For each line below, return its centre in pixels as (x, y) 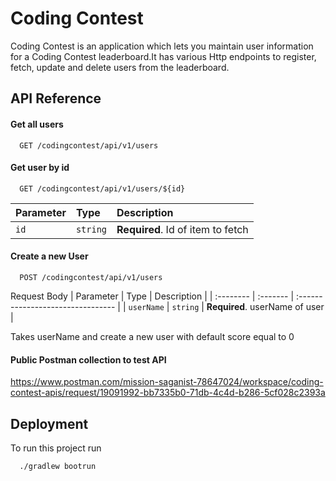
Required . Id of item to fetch (182, 229)
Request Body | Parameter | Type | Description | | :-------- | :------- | (152, 296)
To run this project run (56, 448)
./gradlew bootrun (58, 466)
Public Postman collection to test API (88, 359)
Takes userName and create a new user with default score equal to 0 (152, 336)
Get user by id (40, 168)
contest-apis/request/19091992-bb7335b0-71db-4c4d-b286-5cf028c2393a (168, 393)
